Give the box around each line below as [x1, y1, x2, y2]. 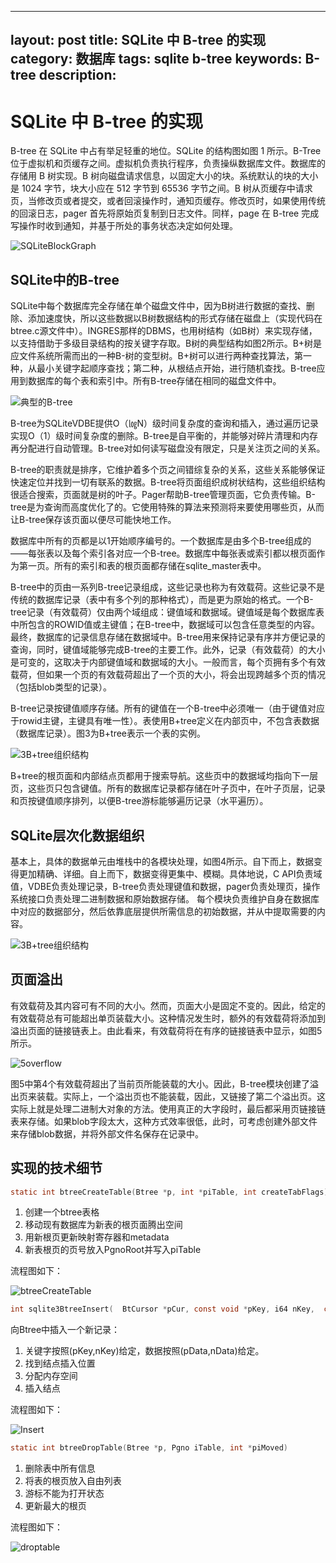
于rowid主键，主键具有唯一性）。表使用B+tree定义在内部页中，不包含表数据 [10, 715, 320, 727]
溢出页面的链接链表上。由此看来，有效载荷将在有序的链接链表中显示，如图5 [10, 1024, 323, 1036]
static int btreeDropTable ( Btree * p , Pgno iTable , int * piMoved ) [10, 1443, 289, 1453]
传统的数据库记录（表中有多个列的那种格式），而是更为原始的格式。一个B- [10, 594, 314, 606]
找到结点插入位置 [24, 1357, 96, 1370]
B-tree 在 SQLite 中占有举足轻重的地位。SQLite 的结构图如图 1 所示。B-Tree [10, 145, 322, 157]
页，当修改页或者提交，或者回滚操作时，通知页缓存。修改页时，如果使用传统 [10, 195, 326, 207]
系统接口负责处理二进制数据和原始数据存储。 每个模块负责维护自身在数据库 [10, 892, 320, 905]
